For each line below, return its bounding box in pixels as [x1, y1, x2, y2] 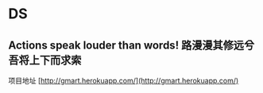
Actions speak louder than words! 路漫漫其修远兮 [8, 38, 255, 52]
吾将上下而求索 [8, 53, 82, 67]
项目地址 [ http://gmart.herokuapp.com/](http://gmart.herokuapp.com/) [8, 76, 239, 85]
